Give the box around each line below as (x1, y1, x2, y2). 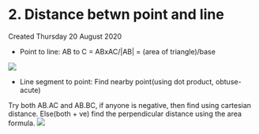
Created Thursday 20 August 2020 (8, 32, 122, 41)
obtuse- (216, 76, 242, 86)
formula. (8, 118, 36, 128)
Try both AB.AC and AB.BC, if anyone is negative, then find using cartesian (8, 100, 251, 110)
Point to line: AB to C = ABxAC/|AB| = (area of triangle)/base (19, 47, 216, 56)
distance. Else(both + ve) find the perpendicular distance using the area (8, 109, 242, 118)
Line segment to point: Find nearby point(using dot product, (19, 76, 215, 86)
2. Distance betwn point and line (8, 6, 225, 24)
